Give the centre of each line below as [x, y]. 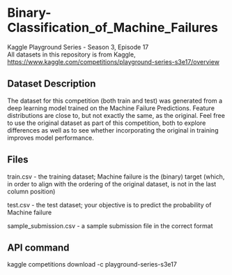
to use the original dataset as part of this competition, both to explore [107, 123]
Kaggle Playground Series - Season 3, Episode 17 [78, 47]
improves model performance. [51, 137]
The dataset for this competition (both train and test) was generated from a [115, 101]
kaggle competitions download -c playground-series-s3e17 [92, 265]
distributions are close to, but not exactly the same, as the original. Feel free [116, 115]
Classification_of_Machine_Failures [113, 28]
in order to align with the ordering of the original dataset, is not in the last [112, 184]
